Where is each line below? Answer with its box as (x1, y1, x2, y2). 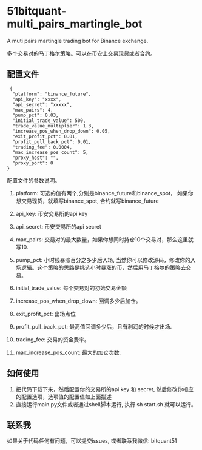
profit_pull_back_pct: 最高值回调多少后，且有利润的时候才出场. (15, 323, 172, 330)
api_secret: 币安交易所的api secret (15, 223, 102, 230)
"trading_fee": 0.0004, (12, 144, 72, 150)
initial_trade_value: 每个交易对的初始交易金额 (15, 284, 127, 292)
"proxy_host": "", (12, 155, 59, 161)
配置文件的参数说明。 (7, 176, 60, 184)
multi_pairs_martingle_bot (7, 17, 143, 31)
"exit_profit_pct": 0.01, (12, 133, 78, 139)
